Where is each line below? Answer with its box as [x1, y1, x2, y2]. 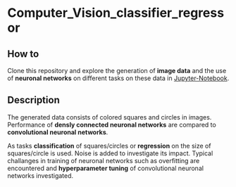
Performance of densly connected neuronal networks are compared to [7, 120, 216, 129]
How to [7, 48, 39, 60]
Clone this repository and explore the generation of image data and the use [7, 67, 227, 75]
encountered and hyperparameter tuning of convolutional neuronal [7, 164, 204, 172]
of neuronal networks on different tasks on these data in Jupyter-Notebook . [7, 74, 230, 82]
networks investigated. [7, 171, 74, 180]
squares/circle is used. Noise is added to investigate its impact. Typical [7, 149, 213, 157]
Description [7, 94, 60, 106]
